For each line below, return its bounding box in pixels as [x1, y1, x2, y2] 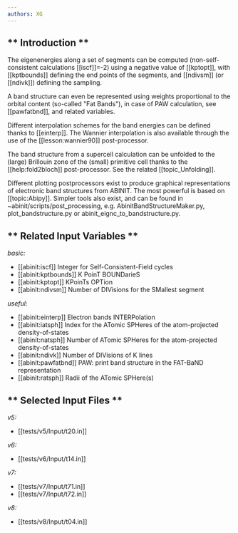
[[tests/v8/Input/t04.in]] [17, 517, 88, 526]
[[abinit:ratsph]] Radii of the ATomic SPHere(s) [17, 373, 155, 382]
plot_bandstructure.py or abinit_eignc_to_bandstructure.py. [7, 209, 181, 218]
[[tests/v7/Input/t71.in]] [17, 482, 86, 491]
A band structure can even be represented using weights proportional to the [7, 92, 231, 100]
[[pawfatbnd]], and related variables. [7, 108, 115, 116]
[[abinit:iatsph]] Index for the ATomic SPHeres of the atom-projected [17, 321, 219, 329]
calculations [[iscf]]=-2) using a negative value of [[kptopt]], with [39, 63, 230, 72]
